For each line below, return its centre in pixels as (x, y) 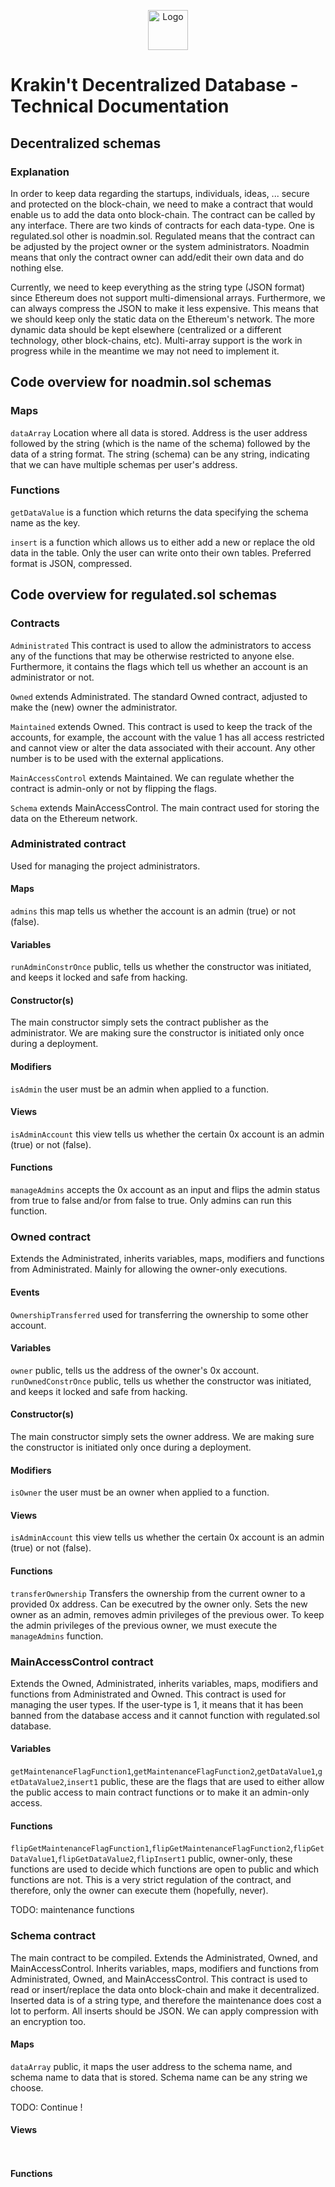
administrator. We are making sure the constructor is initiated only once (157, 1033)
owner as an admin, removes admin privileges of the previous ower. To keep (167, 1614)
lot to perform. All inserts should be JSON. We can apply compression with (164, 2011)
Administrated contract (68, 844)
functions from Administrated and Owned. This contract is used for (148, 1694)
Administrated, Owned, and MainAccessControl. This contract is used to (159, 1979)
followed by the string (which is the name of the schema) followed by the (160, 443)
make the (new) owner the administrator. (94, 707)
